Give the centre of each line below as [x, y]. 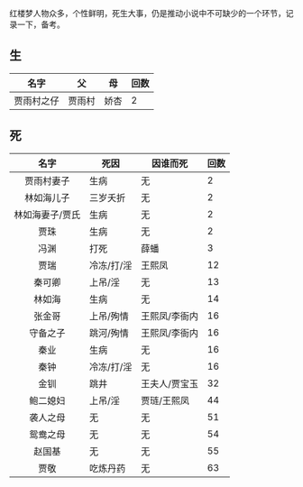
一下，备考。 [41, 24]
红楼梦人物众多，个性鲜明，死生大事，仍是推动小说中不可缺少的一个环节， [147, 13]
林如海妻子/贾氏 [47, 215]
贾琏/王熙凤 [165, 400]
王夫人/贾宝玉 [170, 383]
